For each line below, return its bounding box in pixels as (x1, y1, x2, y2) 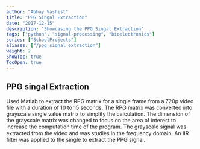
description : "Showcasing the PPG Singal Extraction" (6, 25, 145, 32)
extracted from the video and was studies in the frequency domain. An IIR (6, 130, 189, 137)
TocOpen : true (6, 59, 42, 65)
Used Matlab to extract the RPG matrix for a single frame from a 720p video (6, 98, 194, 105)
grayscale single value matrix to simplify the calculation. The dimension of (6, 110, 190, 118)
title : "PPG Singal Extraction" (6, 14, 87, 21)
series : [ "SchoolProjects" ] (6, 37, 77, 43)
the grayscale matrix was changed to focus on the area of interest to (6, 117, 177, 124)
